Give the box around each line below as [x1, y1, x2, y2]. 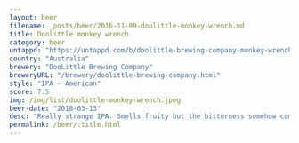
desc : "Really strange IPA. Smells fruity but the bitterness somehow [9, 112, 277, 121]
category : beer [9, 37, 66, 47]
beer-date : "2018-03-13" [9, 104, 101, 113]
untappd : [9, 46, 42, 55]
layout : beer [9, 12, 58, 22]
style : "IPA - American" [9, 79, 101, 88]
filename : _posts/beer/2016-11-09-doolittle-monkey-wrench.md [9, 21, 245, 30]
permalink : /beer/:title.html [9, 121, 122, 130]
